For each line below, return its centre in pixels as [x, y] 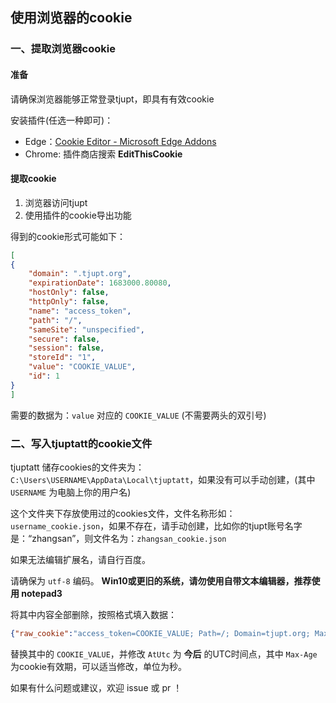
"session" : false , [66, 348]
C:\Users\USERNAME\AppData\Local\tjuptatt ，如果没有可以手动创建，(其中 [163, 480]
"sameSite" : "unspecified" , [86, 329]
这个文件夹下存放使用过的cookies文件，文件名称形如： [123, 514]
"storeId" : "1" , [62, 358]
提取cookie [33, 179]
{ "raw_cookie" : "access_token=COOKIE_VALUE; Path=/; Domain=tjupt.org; [160, 634]
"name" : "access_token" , [80, 311]
